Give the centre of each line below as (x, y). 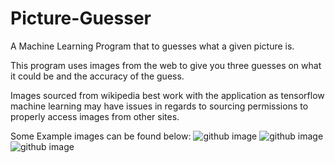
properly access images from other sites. (95, 116)
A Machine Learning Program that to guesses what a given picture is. (152, 46)
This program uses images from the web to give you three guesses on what (166, 65)
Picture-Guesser (81, 18)
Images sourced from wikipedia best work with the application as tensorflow (167, 95)
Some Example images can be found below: (101, 136)
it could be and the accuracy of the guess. (97, 76)
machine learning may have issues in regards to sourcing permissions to (159, 106)
